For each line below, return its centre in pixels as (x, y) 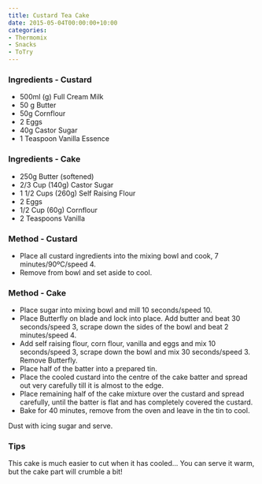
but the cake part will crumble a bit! (66, 472)
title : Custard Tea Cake (49, 15)
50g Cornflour (42, 114)
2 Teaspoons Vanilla (52, 218)
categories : (28, 30)
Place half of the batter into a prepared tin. (88, 369)
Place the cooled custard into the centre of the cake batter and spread (133, 377)
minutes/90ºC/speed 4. (57, 264)
